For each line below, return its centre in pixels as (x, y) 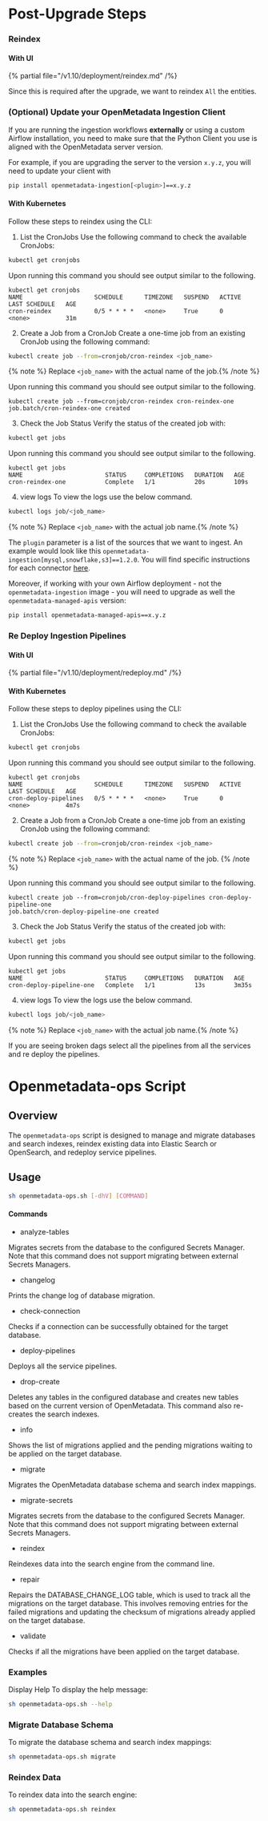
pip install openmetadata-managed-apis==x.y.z (87, 615)
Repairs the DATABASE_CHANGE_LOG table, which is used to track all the (130, 1594)
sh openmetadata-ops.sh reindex (62, 1810)
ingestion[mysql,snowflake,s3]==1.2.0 (73, 560)
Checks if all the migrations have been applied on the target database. (124, 1651)
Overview (33, 1116)
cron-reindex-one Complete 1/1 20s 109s (128, 482)
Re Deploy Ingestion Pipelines (67, 635)
